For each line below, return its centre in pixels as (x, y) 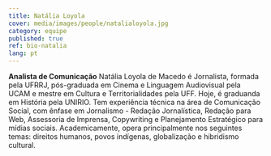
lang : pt (23, 53)
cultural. (22, 145)
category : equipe (38, 31)
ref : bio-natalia (38, 46)
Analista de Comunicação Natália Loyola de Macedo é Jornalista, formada (134, 76)
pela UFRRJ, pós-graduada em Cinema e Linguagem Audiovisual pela (125, 85)
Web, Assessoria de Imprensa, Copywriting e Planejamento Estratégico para (136, 119)
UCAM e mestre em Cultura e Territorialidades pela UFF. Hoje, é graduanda (134, 93)
